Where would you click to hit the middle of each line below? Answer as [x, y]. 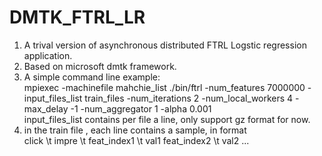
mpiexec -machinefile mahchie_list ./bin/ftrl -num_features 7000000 [164, 87]
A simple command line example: [92, 77]
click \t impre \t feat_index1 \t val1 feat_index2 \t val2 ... [136, 140]
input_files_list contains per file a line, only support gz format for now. [167, 119]
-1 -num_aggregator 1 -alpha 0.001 [141, 108]
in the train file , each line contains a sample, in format [135, 130]
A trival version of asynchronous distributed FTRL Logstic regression [165, 45]
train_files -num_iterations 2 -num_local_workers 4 [189, 98]
